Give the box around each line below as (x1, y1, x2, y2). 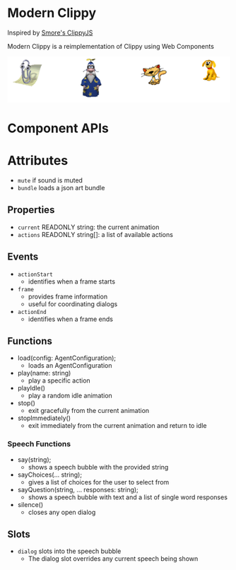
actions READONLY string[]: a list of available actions (17, 230, 173, 238)
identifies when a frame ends (28, 315, 113, 323)
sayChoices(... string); (17, 470, 83, 479)
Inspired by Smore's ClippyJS (7, 28, 93, 37)
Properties (7, 204, 55, 216)
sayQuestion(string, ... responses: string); (17, 485, 139, 494)
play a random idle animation (28, 391, 113, 400)
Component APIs (7, 120, 110, 136)
